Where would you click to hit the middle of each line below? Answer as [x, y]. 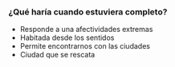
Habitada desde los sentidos [67, 37]
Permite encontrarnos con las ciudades [85, 46]
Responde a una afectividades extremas [86, 30]
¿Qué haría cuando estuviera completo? [88, 12]
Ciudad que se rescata [57, 55]
